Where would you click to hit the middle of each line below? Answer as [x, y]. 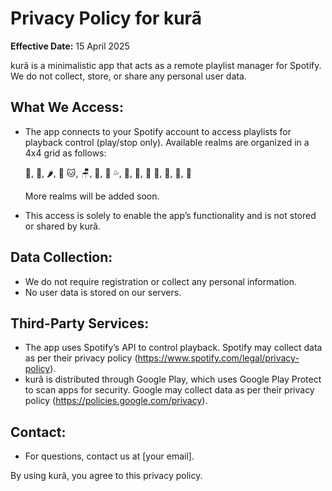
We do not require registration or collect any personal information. [161, 281]
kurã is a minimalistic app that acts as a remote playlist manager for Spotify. [166, 65]
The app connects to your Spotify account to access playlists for [158, 131]
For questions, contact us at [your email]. [109, 456]
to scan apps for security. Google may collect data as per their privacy [169, 390]
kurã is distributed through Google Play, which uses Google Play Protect [173, 379]
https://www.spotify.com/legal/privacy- [218, 358]
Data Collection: [61, 257]
